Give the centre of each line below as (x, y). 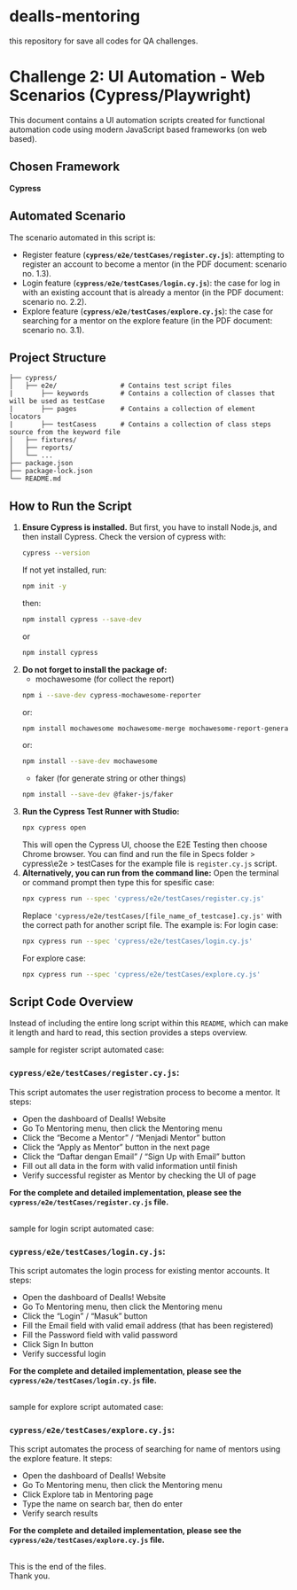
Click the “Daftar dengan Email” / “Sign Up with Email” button (133, 1156)
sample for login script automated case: (82, 1228)
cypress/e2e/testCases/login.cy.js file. (83, 1381)
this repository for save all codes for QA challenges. (104, 41)
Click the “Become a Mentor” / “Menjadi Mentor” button (124, 1137)
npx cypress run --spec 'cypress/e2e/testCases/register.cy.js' (143, 899)
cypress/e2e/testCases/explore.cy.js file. (87, 1540)
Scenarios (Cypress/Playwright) (130, 96)
